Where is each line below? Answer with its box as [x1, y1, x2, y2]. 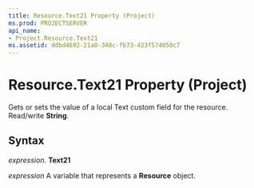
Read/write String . [8, 111, 69, 121]
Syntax [8, 134, 45, 148]
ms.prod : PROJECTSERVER [8, 19, 88, 27]
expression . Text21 [8, 155, 71, 165]
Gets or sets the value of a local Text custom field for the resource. [8, 102, 228, 112]
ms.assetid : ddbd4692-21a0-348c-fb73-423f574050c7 [8, 42, 181, 50]
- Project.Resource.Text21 [8, 34, 98, 42]
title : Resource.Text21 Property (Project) [8, 11, 156, 20]
